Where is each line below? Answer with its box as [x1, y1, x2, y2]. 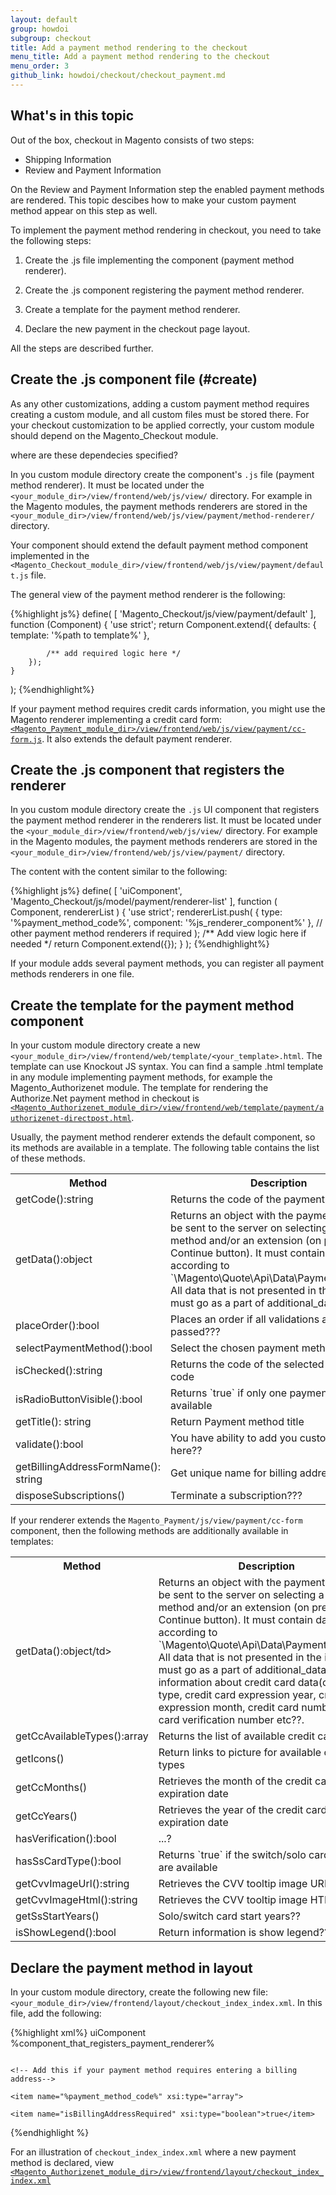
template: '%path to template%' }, [10, 629, 150, 641]
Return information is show [158, 1926, 285, 1940]
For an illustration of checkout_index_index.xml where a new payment [10, 2146, 297, 2158]
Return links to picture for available [158, 1746, 322, 1760]
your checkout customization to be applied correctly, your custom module [10, 419, 315, 431]
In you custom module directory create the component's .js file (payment [10, 468, 315, 480]
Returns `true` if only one [170, 1386, 288, 1400]
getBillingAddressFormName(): [15, 1460, 162, 1474]
